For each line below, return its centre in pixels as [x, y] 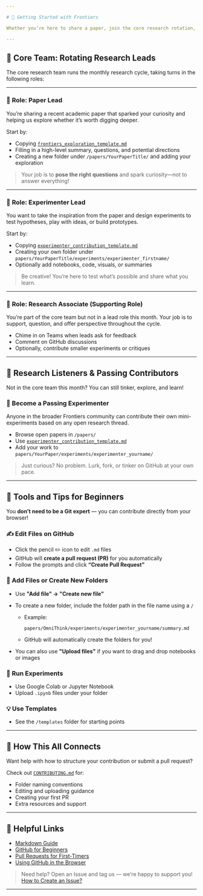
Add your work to [37, 447]
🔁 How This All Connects [54, 746]
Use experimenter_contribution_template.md [71, 441]
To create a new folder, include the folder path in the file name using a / [104, 605]
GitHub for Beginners [41, 849]
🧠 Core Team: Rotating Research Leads [81, 58]
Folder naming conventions [49, 785]
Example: [35, 617]
